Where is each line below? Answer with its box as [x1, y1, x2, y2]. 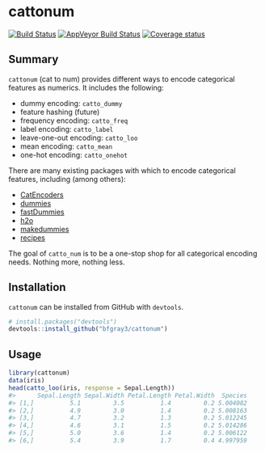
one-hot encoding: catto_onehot [19, 150, 128, 159]
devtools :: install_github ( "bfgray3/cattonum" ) [8, 325, 168, 333]
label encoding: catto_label [19, 124, 114, 133]
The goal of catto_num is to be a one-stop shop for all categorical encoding [8, 248, 258, 258]
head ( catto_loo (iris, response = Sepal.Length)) [8, 383, 175, 392]
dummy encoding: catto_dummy [19, 98, 123, 108]
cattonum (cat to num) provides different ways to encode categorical [8, 74, 236, 83]
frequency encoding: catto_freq [19, 116, 128, 125]
